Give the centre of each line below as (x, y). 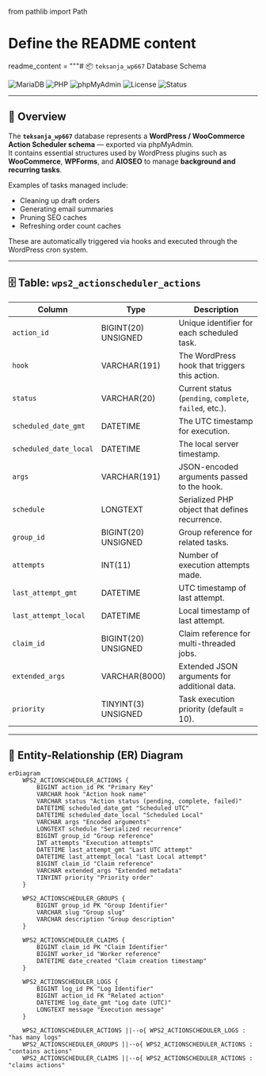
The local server (209, 444)
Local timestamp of (215, 611)
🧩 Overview (37, 117)
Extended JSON (208, 666)
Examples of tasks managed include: (68, 185)
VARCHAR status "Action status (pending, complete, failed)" (140, 801)
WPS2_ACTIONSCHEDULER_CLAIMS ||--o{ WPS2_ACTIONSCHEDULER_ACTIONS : (138, 1059)
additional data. (207, 686)
